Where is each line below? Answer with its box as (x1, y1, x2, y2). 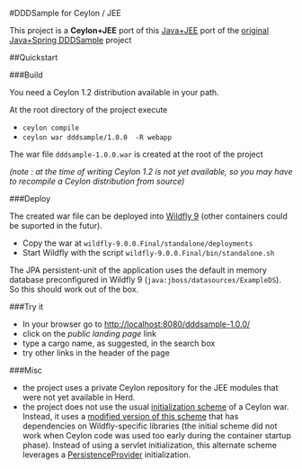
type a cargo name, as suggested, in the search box (22, 338, 216, 348)
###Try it (9, 302, 44, 311)
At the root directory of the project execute (9, 104, 168, 115)
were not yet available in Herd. (22, 392, 136, 402)
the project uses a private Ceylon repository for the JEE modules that (22, 383, 279, 392)
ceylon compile (22, 123, 80, 132)
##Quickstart (9, 52, 58, 62)
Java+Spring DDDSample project (9, 35, 132, 45)
